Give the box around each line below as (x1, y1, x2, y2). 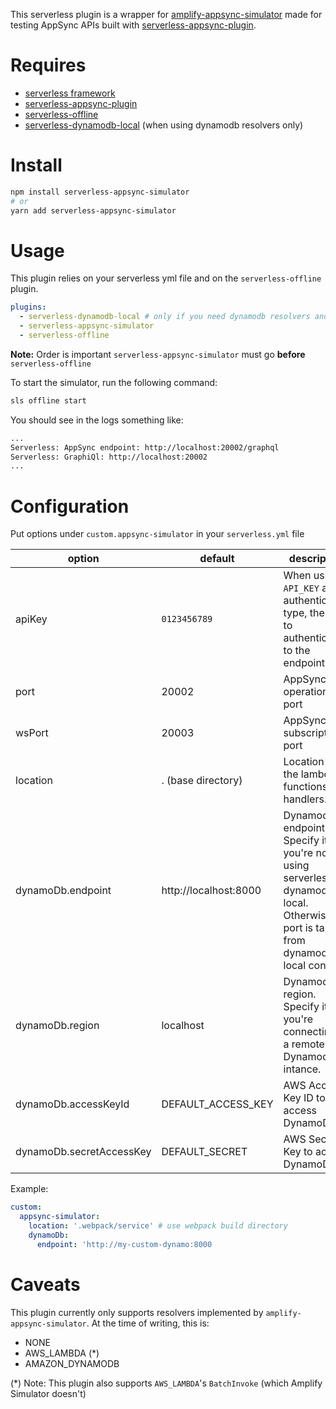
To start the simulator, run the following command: (10, 376, 218, 388)
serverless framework (24, 87, 116, 99)
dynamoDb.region (15, 1019, 100, 1033)
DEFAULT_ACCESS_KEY (161, 1097, 274, 1111)
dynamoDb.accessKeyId (15, 1097, 130, 1111)
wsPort (15, 726, 49, 740)
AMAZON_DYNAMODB (24, 1357, 120, 1369)
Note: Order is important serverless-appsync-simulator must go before (10, 348, 306, 360)
